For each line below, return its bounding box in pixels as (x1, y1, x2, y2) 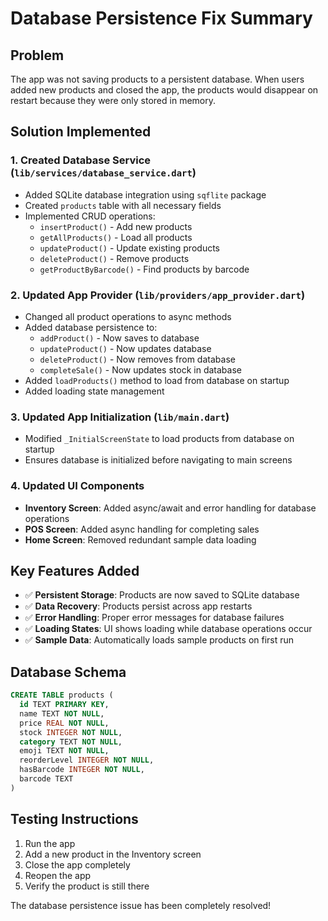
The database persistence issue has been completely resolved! (10, 899, 272, 911)
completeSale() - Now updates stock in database (39, 363, 242, 376)
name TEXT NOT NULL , (19, 708, 105, 719)
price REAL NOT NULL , (19, 718, 110, 728)
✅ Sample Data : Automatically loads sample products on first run (24, 634, 295, 646)
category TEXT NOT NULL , (19, 737, 123, 747)
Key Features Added (10, 562, 140, 579)
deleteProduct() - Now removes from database (39, 353, 236, 365)
